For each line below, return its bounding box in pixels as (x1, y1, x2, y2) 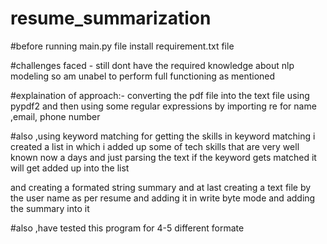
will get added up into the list (10, 162, 130, 174)
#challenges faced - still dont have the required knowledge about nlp (10, 59, 295, 71)
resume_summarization (10, 7, 212, 30)
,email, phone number (10, 110, 101, 122)
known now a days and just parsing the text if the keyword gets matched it (10, 151, 317, 163)
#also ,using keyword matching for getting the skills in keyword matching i (10, 130, 316, 142)
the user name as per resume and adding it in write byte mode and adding (10, 192, 316, 204)
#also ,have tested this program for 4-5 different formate (10, 222, 245, 234)
